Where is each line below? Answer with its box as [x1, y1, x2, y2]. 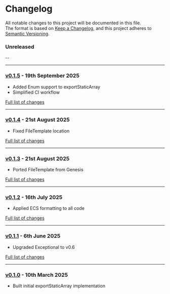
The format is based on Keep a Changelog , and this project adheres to [5, 25, 152, 31]
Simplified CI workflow [12, 89, 60, 95]
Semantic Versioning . [5, 30, 50, 36]
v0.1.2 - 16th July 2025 [5, 194, 63, 201]
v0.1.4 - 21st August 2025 [5, 116, 70, 123]
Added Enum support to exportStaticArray [12, 84, 100, 90]
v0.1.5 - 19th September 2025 [5, 72, 80, 79]
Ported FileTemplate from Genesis [12, 167, 83, 173]
